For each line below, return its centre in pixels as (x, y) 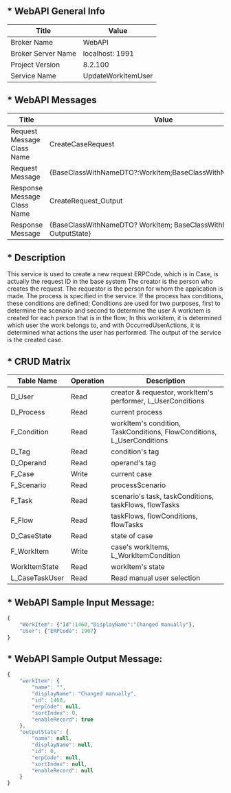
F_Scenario (29, 485)
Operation (87, 381)
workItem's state (138, 567)
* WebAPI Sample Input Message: (81, 602)
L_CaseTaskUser (37, 578)
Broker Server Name (44, 53)
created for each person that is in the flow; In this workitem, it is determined (114, 318)
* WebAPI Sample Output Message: (85, 659)
